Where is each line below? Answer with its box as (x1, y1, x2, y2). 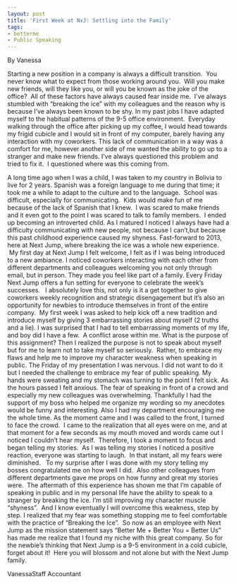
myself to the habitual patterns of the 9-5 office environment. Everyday (7, 114, 216, 124)
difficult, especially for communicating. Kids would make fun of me (7, 196, 203, 205)
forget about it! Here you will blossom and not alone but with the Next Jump (7, 549, 229, 557)
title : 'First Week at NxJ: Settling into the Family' (7, 17, 172, 24)
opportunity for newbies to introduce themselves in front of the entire (7, 301, 209, 309)
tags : (7, 23, 23, 30)
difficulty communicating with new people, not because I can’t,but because (7, 226, 226, 234)
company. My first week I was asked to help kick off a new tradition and (7, 309, 217, 317)
